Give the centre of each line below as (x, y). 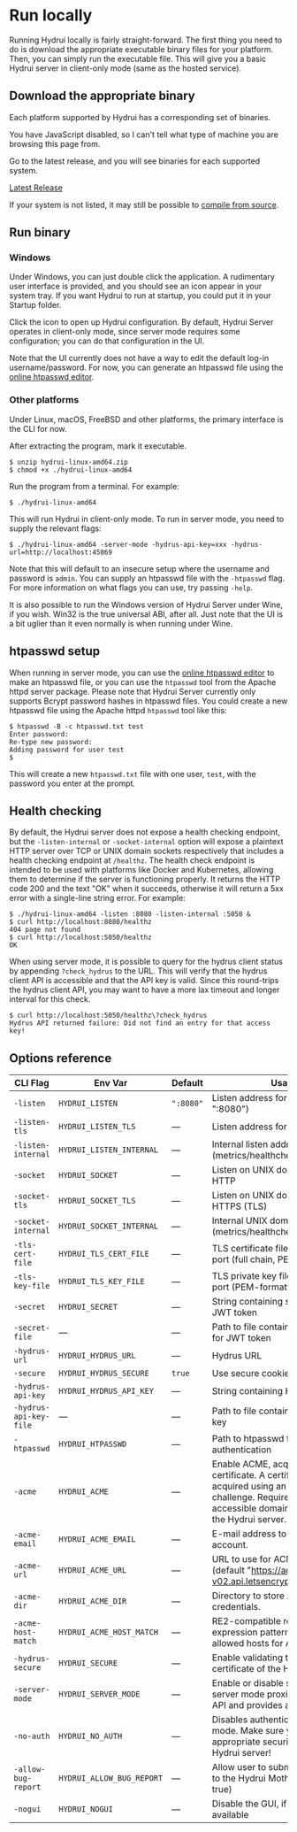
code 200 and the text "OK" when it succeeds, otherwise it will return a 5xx (147, 889)
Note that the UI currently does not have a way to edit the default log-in (139, 358)
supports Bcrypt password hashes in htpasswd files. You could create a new (148, 701)
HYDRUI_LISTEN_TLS (97, 1127)
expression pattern (251, 1632)
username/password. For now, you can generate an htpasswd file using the (146, 367)
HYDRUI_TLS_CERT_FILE (104, 1254)
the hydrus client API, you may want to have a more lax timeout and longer (145, 990)
